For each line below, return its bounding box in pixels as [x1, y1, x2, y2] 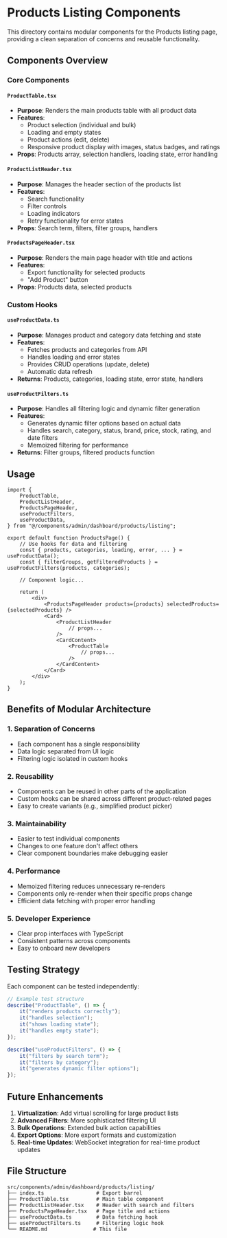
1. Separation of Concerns [7, 724, 96, 733]
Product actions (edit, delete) [27, 135, 110, 144]
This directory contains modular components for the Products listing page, [7, 27, 218, 36]
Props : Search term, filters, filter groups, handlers [16, 223, 158, 232]
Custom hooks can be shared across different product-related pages [16, 794, 212, 802]
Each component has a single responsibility [16, 740, 141, 748]
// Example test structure [7, 995, 84, 1002]
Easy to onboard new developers [16, 944, 111, 952]
